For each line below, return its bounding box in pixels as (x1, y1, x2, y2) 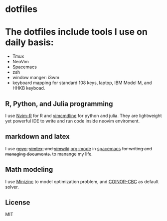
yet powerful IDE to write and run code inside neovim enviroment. (5, 118, 140, 124)
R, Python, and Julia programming (5, 100, 113, 108)
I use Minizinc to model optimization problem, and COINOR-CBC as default (5, 178, 159, 185)
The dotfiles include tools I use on (5, 26, 148, 38)
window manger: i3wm (12, 75, 60, 81)
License (5, 198, 30, 207)
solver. (5, 184, 19, 190)
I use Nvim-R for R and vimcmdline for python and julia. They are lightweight (5, 112, 162, 118)
